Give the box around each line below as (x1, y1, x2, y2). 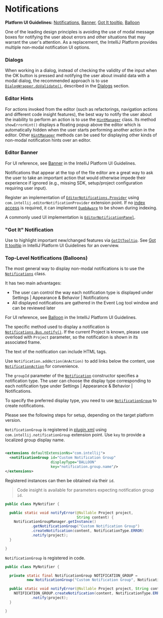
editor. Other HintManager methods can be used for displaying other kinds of (5, 132, 157, 138)
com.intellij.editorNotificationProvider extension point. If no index (5, 200, 146, 205)
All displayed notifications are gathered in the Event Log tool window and (12, 300, 158, 306)
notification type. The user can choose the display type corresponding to (5, 378, 151, 384)
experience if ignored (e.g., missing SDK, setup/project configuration (5, 180, 143, 185)
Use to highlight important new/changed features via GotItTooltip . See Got (5, 237, 156, 243)
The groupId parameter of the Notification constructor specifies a (5, 373, 139, 379)
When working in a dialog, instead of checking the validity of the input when (5, 67, 157, 73)
